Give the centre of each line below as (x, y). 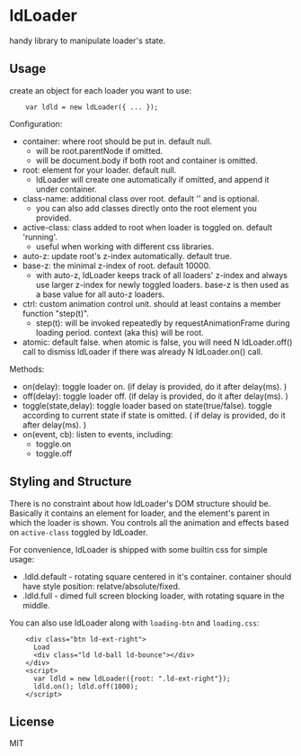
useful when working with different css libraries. (125, 246)
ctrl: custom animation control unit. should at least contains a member (151, 303)
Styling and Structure (71, 482)
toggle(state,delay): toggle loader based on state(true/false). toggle (147, 405)
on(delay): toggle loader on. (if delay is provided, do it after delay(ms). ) (155, 386)
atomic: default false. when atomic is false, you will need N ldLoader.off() (157, 342)
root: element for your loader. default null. (99, 170)
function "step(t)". (56, 313)
